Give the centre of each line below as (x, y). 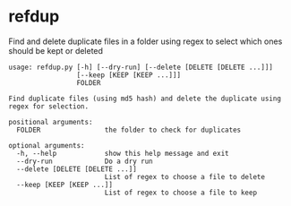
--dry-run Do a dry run (85, 161)
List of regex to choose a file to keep (180, 193)
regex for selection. (49, 106)
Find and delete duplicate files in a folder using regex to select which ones (145, 41)
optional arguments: (47, 145)
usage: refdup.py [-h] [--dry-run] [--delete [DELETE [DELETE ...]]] (141, 67)
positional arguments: (51, 122)
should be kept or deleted (56, 50)
